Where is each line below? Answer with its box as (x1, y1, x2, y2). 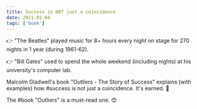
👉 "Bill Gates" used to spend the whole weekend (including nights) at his (6, 58, 192, 65)
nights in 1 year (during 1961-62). (6, 46, 89, 53)
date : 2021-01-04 (6, 15, 51, 21)
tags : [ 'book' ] (6, 20, 45, 26)
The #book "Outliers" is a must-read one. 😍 (6, 96, 117, 104)
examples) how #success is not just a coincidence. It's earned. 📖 (6, 85, 170, 92)
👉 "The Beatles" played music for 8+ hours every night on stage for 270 (6, 37, 190, 44)
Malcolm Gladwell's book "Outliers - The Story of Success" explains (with (6, 78, 192, 85)
